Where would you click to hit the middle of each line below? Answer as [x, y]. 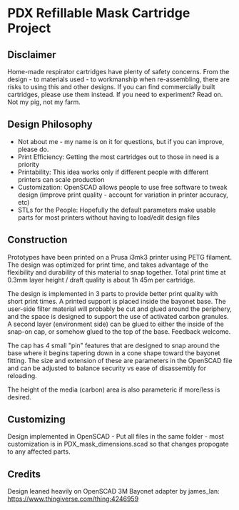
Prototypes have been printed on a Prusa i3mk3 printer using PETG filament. [119, 257]
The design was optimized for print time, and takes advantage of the [108, 265]
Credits [24, 474]
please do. [33, 149]
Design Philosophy [50, 124]
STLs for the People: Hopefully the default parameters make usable [117, 210]
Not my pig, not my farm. [44, 102]
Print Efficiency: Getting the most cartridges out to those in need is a [118, 157]
